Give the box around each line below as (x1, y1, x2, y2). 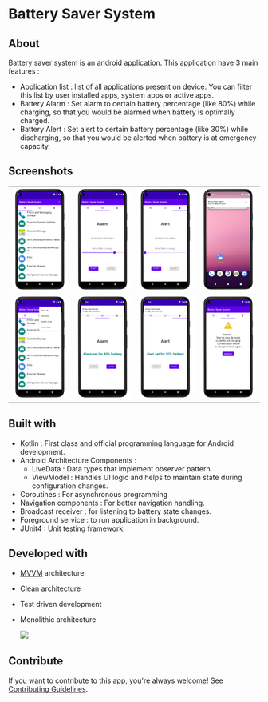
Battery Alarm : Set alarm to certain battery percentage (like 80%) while (19, 99, 256, 108)
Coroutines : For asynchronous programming (19, 489, 168, 499)
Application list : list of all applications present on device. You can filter (19, 82, 253, 91)
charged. (19, 116, 50, 125)
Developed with (8, 547, 88, 560)
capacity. (19, 142, 50, 150)
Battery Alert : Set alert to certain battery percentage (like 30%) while (19, 125, 249, 134)
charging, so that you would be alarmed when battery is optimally (19, 107, 235, 117)
